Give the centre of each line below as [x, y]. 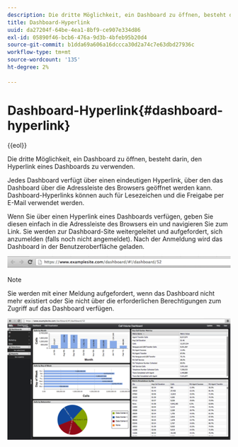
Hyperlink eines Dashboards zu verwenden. [71, 166]
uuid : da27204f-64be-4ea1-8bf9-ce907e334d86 [74, 30]
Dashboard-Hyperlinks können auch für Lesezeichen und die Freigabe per [116, 195]
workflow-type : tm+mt [39, 52]
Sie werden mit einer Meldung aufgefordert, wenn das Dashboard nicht [111, 294]
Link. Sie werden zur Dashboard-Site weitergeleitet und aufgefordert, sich [115, 231]
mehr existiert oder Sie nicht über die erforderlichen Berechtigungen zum [114, 301]
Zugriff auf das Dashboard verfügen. [61, 308]
